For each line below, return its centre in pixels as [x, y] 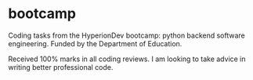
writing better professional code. [61, 67]
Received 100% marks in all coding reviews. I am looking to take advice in [127, 59]
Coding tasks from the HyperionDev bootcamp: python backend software [127, 35]
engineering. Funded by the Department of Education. [95, 43]
